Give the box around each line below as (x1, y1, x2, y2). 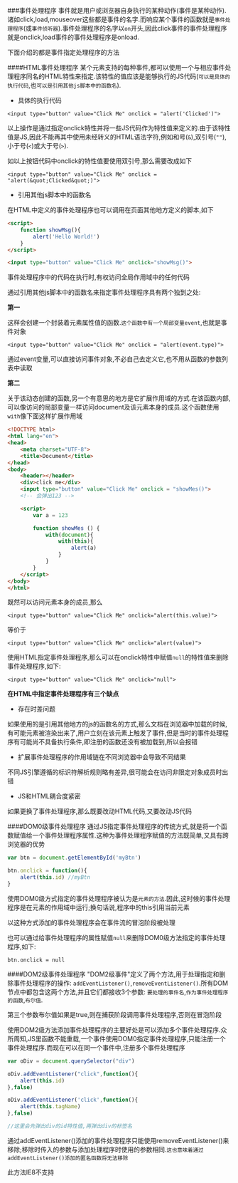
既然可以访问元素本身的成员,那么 (7, 598, 103, 607)
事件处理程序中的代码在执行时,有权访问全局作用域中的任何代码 (7, 273, 190, 281)
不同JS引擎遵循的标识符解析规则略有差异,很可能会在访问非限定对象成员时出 (7, 768, 229, 776)
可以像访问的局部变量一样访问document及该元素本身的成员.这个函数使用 (7, 403, 220, 412)
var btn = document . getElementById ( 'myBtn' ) (7, 854, 141, 862)
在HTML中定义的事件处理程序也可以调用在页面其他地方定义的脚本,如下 (7, 206, 215, 214)
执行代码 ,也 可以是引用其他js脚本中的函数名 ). (7, 81, 121, 89)
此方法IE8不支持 (7, 1167, 55, 1177)
